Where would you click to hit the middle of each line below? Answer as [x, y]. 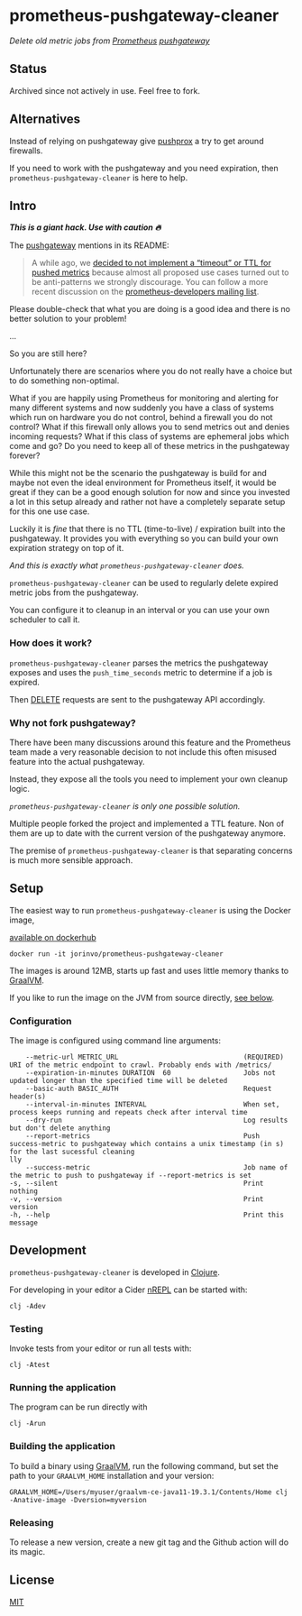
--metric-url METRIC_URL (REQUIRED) [155, 1057]
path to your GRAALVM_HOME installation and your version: [112, 1475]
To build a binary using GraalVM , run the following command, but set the [144, 1465]
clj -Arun [28, 1424]
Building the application [62, 1446]
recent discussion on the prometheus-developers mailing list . [145, 292]
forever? [25, 455]
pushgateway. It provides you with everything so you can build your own [144, 538]
